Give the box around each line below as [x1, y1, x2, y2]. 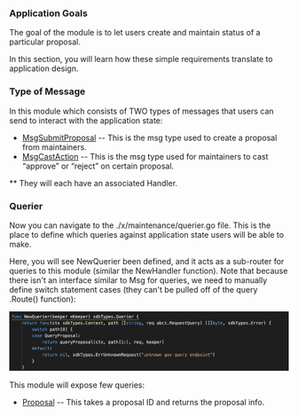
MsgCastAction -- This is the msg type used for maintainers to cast [21, 151, 269, 161]
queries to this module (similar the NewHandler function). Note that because [9, 265, 288, 276]
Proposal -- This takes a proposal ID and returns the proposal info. [21, 396, 265, 407]
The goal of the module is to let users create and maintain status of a [9, 27, 261, 38]
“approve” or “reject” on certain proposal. [21, 161, 175, 171]
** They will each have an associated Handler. [9, 177, 178, 188]
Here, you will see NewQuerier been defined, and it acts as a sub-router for [9, 255, 285, 266]
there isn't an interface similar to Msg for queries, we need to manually [9, 274, 268, 286]
